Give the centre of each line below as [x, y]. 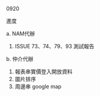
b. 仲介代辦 [20, 59]
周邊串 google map [38, 86]
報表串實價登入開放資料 [43, 72]
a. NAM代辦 [21, 33]
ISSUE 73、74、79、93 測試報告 [54, 46]
